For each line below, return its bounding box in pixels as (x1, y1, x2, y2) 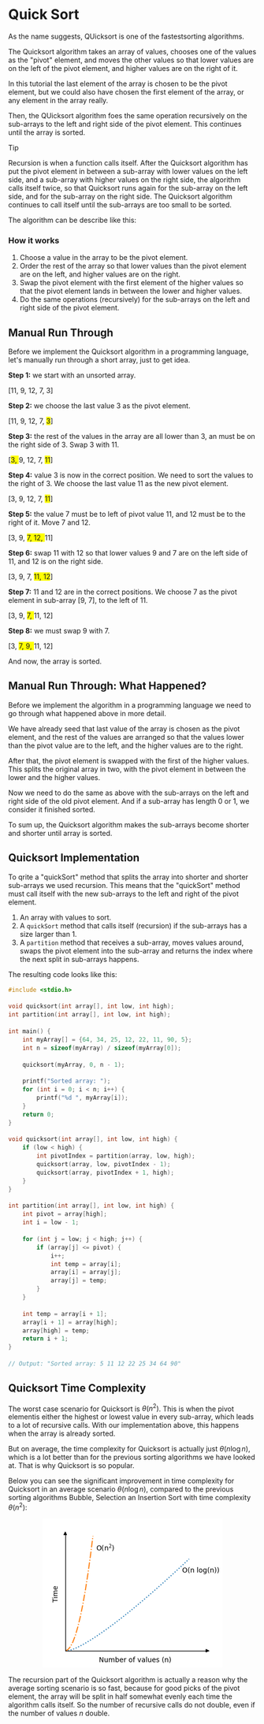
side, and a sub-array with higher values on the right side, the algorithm (8, 175, 241, 184)
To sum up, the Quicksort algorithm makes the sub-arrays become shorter (8, 819, 250, 829)
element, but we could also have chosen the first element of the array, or (8, 87, 244, 96)
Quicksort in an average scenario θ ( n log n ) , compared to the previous (8, 1484, 234, 1494)
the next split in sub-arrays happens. (19, 954, 139, 964)
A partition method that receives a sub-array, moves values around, (19, 938, 244, 947)
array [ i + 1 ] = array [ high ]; (22, 1318, 118, 1326)
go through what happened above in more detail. (8, 708, 167, 718)
